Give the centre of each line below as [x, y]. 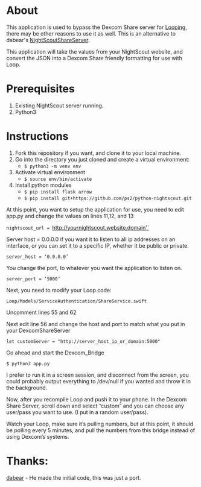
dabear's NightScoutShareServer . [48, 40]
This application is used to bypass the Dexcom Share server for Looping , [97, 27]
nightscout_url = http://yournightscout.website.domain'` [78, 227]
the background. [27, 388]
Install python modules [43, 185]
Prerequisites [41, 89]
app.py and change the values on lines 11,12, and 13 [70, 216]
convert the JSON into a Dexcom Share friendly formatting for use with [94, 58]
